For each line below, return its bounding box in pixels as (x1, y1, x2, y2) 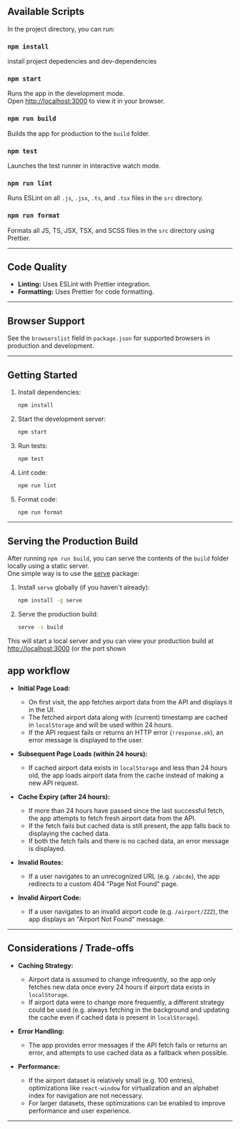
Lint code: (17, 468, 48, 477)
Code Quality (7, 261, 67, 273)
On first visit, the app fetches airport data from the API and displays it (28, 697, 233, 706)
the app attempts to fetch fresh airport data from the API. (28, 814, 196, 822)
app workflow (7, 665, 70, 677)
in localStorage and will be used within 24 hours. (28, 720, 174, 729)
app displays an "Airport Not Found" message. (28, 915, 166, 923)
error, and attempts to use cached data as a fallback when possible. (28, 1048, 229, 1057)
